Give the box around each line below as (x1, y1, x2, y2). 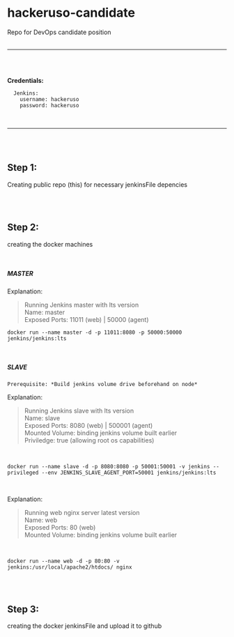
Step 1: (7, 162, 38, 174)
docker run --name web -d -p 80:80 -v (7, 558, 120, 565)
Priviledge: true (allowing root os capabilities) (24, 436, 155, 444)
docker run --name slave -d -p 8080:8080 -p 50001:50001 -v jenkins (7, 463, 210, 470)
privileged (7, 469, 39, 476)
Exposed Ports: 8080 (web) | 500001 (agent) (24, 421, 153, 429)
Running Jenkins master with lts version (24, 300, 139, 309)
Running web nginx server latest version (24, 508, 141, 516)
